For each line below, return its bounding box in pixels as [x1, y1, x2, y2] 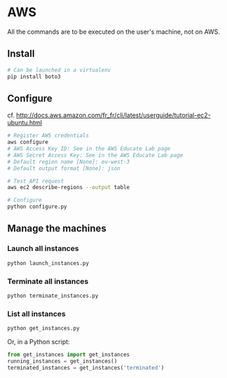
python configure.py [7, 203, 68, 211]
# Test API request [7, 177, 64, 185]
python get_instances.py [7, 325, 80, 332]
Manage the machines [7, 223, 106, 235]
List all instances [7, 308, 67, 318]
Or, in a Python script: [7, 337, 70, 346]
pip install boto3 [7, 73, 61, 80]
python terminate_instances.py [7, 292, 99, 299]
